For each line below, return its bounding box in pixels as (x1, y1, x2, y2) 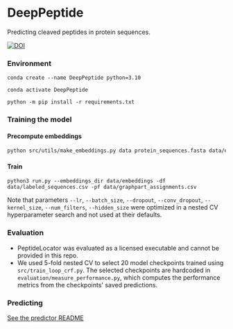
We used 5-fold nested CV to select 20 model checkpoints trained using (17, 258, 224, 267)
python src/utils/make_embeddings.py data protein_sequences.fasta (7, 147, 207, 154)
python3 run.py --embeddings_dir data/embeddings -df (7, 178, 166, 185)
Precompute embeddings (7, 132, 82, 140)
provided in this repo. (17, 251, 78, 260)
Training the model (7, 115, 72, 124)
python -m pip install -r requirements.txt (7, 99, 135, 106)
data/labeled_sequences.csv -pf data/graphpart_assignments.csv (7, 184, 197, 191)
